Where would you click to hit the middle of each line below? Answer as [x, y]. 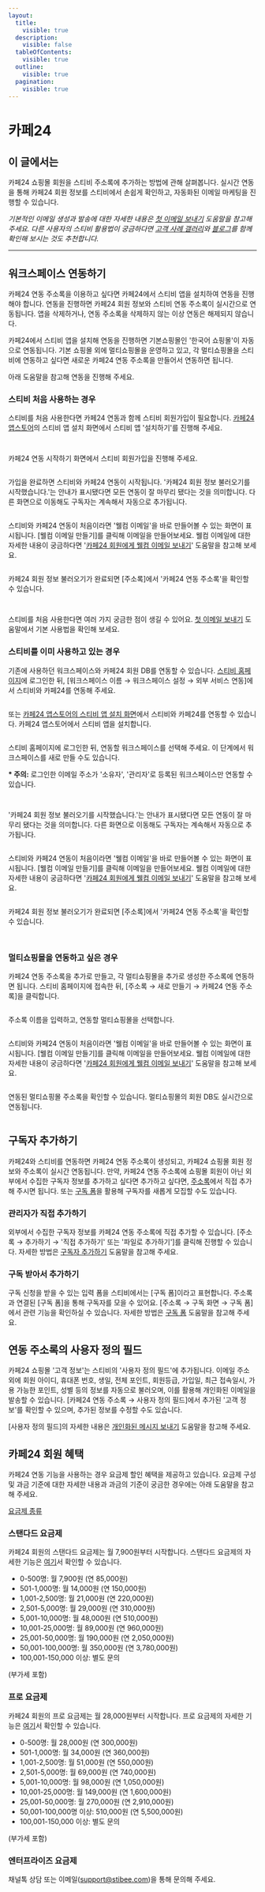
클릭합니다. [42, 996]
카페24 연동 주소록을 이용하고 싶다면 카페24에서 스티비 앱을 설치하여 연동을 [124, 294]
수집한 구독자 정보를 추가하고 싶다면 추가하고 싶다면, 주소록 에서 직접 [133, 1181]
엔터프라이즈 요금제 [43, 1860]
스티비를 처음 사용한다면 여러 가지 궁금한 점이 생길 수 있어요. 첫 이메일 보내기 [126, 619]
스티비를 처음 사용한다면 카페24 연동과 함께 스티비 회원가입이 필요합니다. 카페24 [131, 418]
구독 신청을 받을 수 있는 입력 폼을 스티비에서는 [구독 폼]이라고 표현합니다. [120, 1293]
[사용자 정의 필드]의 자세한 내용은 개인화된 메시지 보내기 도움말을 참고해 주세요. [129, 1427]
